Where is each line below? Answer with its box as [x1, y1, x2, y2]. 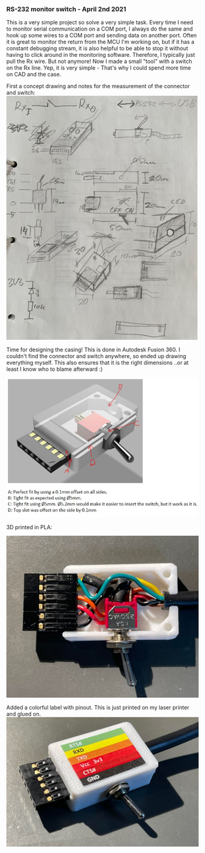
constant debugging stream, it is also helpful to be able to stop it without [6, 45, 189, 52]
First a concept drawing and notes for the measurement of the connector [6, 82, 190, 90]
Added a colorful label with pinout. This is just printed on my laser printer [6, 704, 190, 711]
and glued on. [6, 711, 41, 718]
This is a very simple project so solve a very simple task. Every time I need [6, 19, 193, 26]
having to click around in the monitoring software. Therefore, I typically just [6, 51, 195, 59]
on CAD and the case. [6, 71, 62, 78]
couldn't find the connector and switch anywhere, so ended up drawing [6, 353, 187, 360]
